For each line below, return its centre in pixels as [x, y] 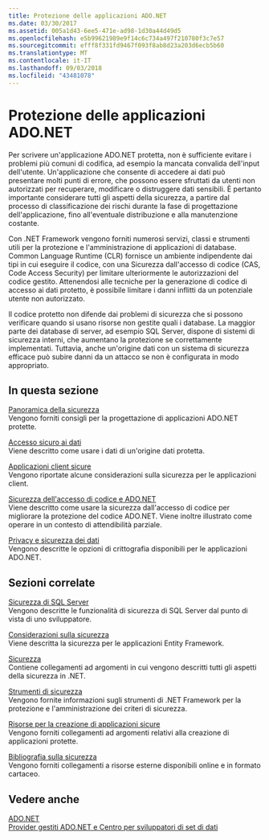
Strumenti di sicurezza [45, 691]
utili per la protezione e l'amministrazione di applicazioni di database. [122, 247]
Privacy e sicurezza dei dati [54, 540]
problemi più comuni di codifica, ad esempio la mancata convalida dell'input [134, 163]
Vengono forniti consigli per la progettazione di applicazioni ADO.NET [123, 418]
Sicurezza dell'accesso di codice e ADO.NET [82, 499]
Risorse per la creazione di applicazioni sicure [84, 724]
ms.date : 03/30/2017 [43, 23]
